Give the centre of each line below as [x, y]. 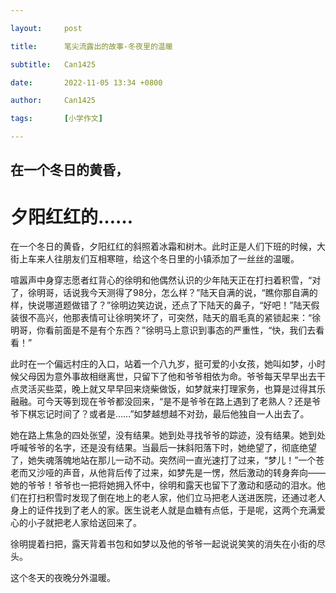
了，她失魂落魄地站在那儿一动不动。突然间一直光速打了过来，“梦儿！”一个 [163, 460]
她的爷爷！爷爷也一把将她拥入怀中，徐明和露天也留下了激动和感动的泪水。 [163, 485]
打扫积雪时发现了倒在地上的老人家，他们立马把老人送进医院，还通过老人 [176, 498]
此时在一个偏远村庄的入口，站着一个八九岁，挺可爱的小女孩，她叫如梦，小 [163, 364]
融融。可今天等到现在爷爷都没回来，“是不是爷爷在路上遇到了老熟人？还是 [161, 402]
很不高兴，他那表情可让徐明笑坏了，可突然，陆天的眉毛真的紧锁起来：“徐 [170, 318]
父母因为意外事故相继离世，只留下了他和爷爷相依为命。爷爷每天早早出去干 [172, 377]
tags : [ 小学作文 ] [56, 119]
